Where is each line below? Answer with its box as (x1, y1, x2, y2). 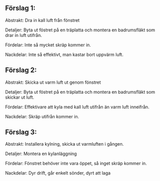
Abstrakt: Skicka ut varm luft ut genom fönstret (5, 79, 101, 85)
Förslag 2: (5, 66, 37, 74)
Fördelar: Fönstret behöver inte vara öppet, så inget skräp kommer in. (5, 161, 147, 167)
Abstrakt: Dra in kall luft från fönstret (5, 17, 80, 23)
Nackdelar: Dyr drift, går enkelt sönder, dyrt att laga (5, 170, 111, 176)
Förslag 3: (5, 128, 37, 137)
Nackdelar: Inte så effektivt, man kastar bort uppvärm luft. (5, 51, 124, 57)
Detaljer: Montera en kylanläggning (5, 151, 77, 157)
